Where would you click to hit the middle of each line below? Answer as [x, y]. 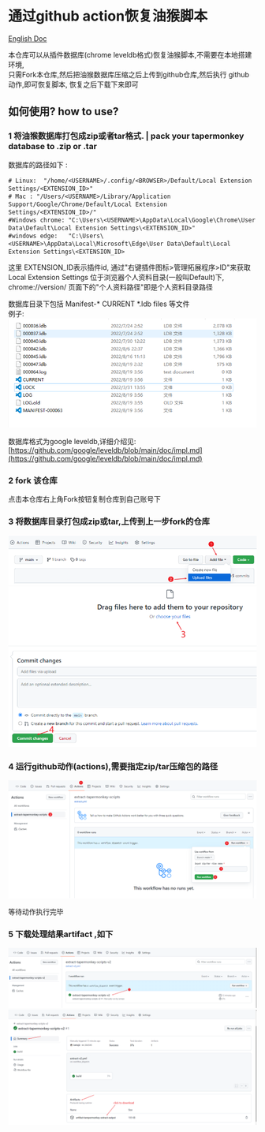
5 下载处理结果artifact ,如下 [61, 934]
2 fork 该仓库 [33, 480]
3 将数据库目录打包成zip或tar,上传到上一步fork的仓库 [109, 521]
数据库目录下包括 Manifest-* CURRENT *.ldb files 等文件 [99, 304]
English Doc [28, 38]
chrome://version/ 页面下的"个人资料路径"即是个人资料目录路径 [110, 287]
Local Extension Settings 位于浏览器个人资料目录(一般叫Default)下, [116, 277]
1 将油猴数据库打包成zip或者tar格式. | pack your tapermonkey [126, 136]
